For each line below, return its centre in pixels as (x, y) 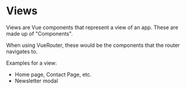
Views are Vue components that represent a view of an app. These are (92, 27)
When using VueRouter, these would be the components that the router (93, 45)
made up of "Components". (39, 33)
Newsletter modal (36, 81)
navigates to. (22, 51)
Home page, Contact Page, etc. (53, 74)
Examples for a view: (32, 63)
